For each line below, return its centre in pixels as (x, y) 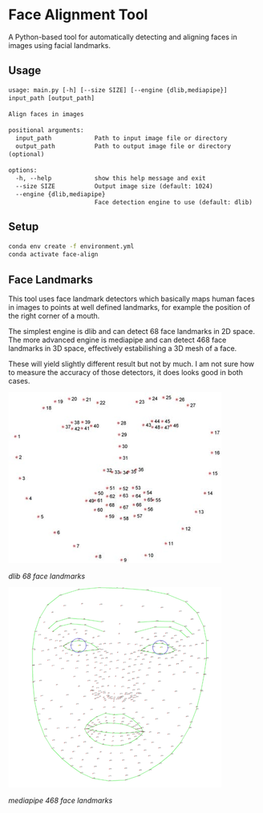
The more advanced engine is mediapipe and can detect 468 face (117, 340)
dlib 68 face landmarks (47, 576)
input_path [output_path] (51, 98)
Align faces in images (46, 114)
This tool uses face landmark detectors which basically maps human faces (131, 299)
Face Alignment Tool (78, 15)
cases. (19, 381)
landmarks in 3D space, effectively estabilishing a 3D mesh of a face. (123, 348)
